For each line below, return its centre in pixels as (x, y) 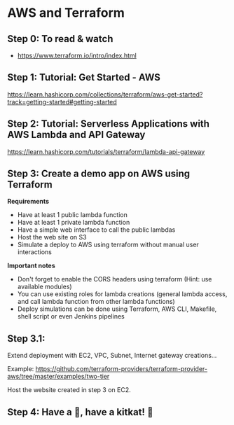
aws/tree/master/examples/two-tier (58, 377)
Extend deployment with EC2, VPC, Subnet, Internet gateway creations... (112, 356)
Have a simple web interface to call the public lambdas (96, 230)
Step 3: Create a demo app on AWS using (99, 174)
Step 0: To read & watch (60, 39)
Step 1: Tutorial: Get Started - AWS (84, 77)
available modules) (44, 287)
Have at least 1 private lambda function (74, 223)
